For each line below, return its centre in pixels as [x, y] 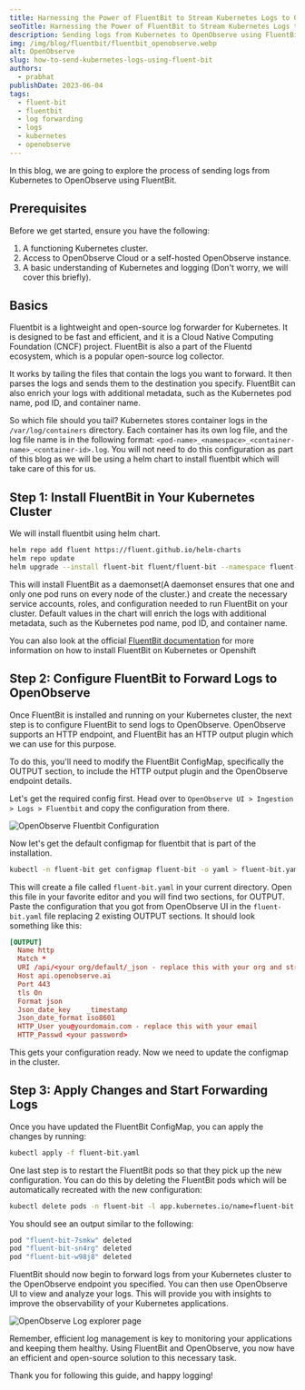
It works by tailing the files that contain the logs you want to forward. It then [151, 374]
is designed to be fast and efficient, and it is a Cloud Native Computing [142, 337]
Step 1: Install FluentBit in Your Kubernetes [133, 497]
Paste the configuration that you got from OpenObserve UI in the [130, 906]
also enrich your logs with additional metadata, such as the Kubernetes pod [151, 393]
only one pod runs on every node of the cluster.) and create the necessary [148, 594]
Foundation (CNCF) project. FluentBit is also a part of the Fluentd [131, 347]
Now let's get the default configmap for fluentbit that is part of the [133, 843]
